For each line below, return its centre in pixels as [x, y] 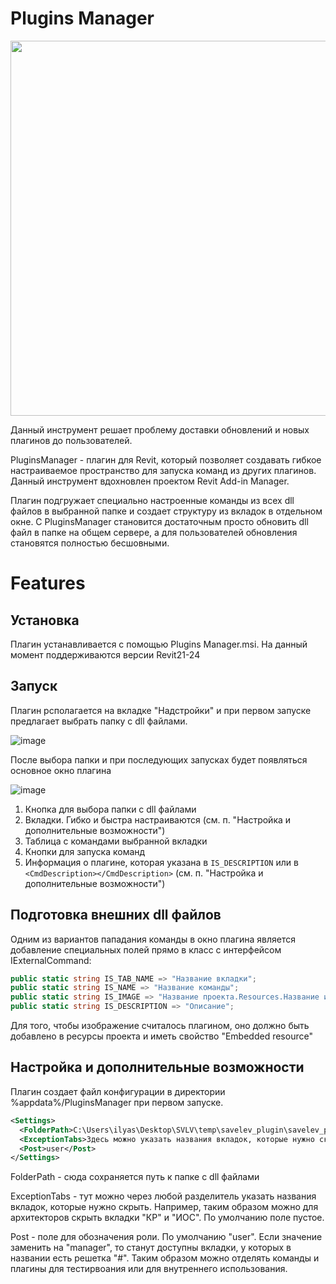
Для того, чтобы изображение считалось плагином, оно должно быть [160, 1026]
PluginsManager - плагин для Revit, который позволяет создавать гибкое [166, 459]
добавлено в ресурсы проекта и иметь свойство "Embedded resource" [161, 1036]
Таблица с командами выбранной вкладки [116, 841]
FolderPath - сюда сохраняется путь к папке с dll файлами [135, 1177]
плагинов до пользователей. [71, 440]
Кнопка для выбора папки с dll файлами [110, 809]
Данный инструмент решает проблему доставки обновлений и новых [160, 429]
